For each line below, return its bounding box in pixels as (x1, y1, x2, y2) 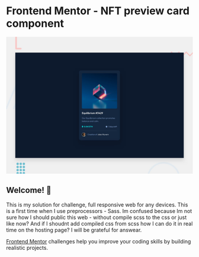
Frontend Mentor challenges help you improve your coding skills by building (6, 237, 191, 245)
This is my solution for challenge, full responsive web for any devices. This (6, 201, 188, 208)
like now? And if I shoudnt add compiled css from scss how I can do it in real (6, 220, 193, 227)
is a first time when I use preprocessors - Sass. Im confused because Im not (6, 207, 192, 214)
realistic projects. (6, 244, 49, 251)
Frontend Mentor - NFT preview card (6, 4, 190, 18)
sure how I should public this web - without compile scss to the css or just (6, 214, 187, 221)
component (6, 17, 64, 30)
